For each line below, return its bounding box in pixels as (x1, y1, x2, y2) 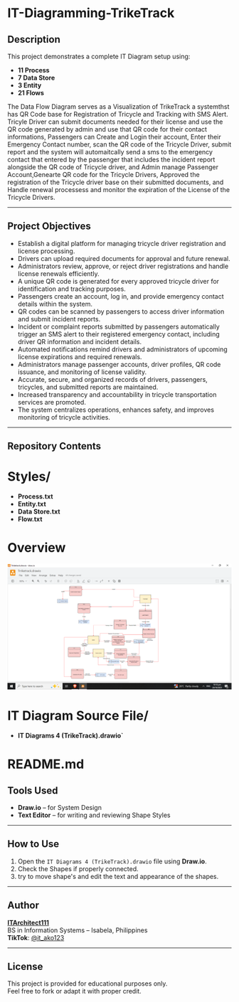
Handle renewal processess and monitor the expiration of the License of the (7, 186, 230, 193)
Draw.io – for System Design (17, 804, 102, 812)
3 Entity (17, 81, 42, 90)
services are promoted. (17, 398, 87, 406)
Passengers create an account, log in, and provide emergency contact (17, 292, 224, 300)
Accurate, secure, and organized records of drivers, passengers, (17, 375, 208, 383)
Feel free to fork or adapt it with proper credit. (7, 987, 142, 996)
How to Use (7, 838, 60, 851)
